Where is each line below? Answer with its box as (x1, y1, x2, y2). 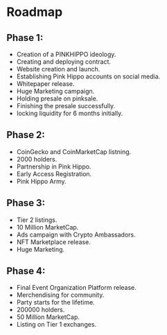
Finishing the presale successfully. (16, 102, 116, 110)
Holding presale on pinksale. (16, 94, 98, 103)
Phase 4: (6, 265, 46, 277)
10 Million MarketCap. (16, 223, 79, 231)
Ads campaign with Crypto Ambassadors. (16, 230, 136, 239)
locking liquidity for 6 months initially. (16, 109, 123, 117)
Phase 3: (6, 197, 46, 209)
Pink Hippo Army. (16, 177, 67, 185)
